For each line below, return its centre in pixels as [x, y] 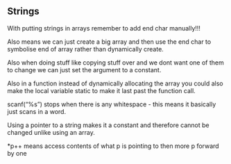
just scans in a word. [37, 111]
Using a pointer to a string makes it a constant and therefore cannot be [108, 125]
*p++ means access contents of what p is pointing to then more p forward [113, 146]
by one [17, 153]
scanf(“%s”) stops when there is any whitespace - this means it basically [112, 104]
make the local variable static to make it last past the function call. [101, 90]
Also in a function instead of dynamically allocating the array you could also [115, 83]
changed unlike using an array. [51, 132]
